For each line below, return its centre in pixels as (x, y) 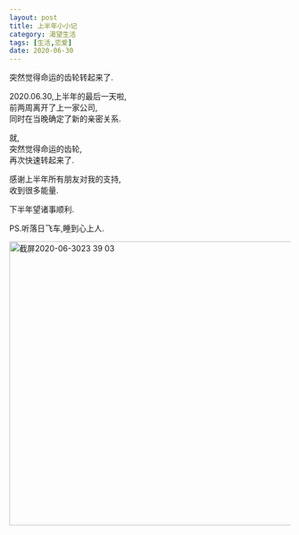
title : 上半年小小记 (43, 26)
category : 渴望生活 (43, 34)
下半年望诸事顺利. (42, 209)
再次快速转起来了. (42, 160)
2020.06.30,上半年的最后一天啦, (68, 97)
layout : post (33, 17)
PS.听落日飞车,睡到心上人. (57, 228)
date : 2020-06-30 (42, 51)
